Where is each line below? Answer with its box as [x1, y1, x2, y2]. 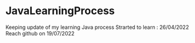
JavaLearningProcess [5, 4, 115, 18]
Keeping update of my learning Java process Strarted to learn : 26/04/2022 [5, 24, 189, 31]
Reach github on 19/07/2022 [5, 29, 75, 37]
